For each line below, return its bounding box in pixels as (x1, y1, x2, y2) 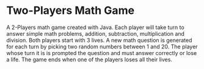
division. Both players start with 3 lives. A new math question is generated (6, 36, 192, 44)
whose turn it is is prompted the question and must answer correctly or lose (6, 49, 197, 56)
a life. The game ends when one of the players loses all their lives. (6, 56, 173, 63)
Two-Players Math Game (6, 4, 135, 18)
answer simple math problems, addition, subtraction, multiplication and (6, 30, 185, 37)
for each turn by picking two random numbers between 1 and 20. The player (6, 43, 198, 50)
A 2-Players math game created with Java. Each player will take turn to (6, 24, 184, 31)
